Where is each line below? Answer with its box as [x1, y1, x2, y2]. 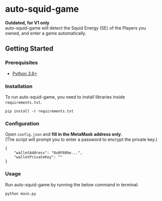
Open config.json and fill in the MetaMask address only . [5, 132, 123, 137]
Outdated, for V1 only [5, 20, 50, 26]
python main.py [5, 191, 36, 196]
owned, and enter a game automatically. [5, 30, 87, 36]
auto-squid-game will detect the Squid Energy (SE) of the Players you [5, 25, 146, 31]
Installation [5, 83, 33, 90]
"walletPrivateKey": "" [14, 155, 63, 160]
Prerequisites [5, 59, 38, 66]
